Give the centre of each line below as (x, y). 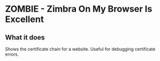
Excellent (25, 19)
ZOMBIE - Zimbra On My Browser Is (79, 9)
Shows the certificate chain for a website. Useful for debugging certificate (80, 49)
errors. (12, 54)
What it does (25, 37)
